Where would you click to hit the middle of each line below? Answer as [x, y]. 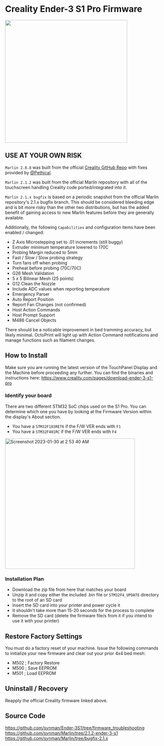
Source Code [25, 716]
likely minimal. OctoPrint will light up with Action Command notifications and [82, 335]
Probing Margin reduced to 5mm [45, 252]
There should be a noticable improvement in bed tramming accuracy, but [78, 329]
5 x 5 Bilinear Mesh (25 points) [43, 278]
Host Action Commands [36, 310]
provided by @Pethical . [29, 172]
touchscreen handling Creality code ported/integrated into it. [66, 187]
